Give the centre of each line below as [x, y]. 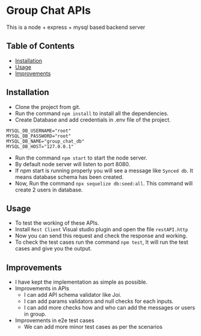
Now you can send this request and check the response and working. [101, 236]
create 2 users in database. [49, 190]
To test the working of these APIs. [57, 223]
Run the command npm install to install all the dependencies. [91, 113]
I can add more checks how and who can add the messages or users [110, 308]
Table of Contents [41, 46]
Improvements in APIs [42, 288]
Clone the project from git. [48, 107]
